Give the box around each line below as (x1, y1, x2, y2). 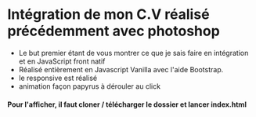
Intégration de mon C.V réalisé (7, 5, 210, 24)
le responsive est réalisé (18, 73, 98, 82)
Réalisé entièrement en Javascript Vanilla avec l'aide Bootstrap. (18, 64, 224, 74)
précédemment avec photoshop (7, 22, 220, 40)
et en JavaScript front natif (18, 57, 106, 66)
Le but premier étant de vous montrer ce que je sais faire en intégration (18, 48, 249, 57)
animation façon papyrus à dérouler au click (18, 81, 161, 91)
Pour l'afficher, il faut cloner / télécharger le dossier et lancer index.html (7, 100, 247, 109)
